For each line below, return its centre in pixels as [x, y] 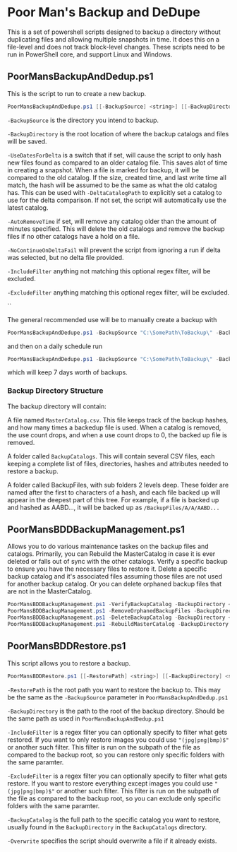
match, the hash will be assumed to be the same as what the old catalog [112, 185]
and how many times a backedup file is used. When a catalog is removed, [114, 427]
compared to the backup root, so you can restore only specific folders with [116, 755]
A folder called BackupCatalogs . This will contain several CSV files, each [111, 456]
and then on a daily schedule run [55, 346]
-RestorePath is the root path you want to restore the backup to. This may [114, 690]
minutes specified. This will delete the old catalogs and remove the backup [116, 229]
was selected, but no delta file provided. [66, 257]
